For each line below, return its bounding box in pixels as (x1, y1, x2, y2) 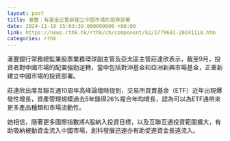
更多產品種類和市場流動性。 (7, 104, 86, 112)
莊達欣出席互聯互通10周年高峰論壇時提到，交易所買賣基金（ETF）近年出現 (7, 87, 217, 95)
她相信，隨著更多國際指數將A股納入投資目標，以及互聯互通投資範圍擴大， (7, 118, 216, 126)
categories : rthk (7, 35, 57, 42)
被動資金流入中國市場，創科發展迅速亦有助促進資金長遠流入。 (25, 127, 199, 135)
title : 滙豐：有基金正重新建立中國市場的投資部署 (7, 16, 131, 23)
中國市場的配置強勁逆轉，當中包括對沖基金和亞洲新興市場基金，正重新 (25, 63, 223, 72)
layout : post (7, 10, 44, 17)
